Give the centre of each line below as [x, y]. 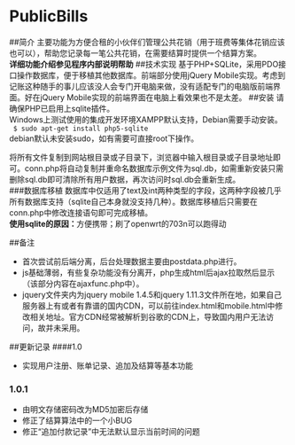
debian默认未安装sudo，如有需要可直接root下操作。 [104, 138]
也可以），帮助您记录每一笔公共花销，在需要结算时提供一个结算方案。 [135, 53]
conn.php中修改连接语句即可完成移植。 [81, 212]
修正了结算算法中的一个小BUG [77, 421]
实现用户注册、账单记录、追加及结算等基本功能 [107, 365]
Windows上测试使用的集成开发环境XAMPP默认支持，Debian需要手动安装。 [146, 119]
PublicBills [49, 16]
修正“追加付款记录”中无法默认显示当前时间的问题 [111, 432]
